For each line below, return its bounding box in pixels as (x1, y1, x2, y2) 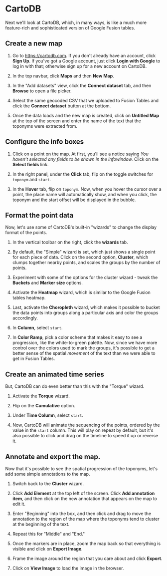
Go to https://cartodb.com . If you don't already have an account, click (12, 52, 156, 58)
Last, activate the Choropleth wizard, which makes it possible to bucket (12, 304, 161, 310)
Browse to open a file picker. (12, 88, 72, 94)
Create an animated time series (5, 370, 105, 378)
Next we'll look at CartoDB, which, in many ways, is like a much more (5, 19, 147, 25)
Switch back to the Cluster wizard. (12, 481, 84, 487)
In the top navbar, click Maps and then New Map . (12, 73, 115, 79)
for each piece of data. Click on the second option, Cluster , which (12, 254, 149, 260)
